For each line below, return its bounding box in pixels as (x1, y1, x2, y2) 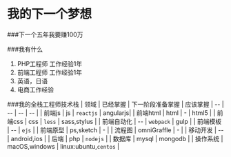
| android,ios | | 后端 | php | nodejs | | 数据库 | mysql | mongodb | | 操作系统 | (7, 134, 223, 143)
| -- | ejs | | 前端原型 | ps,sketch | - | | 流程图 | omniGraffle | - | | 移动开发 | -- (7, 125, 224, 134)
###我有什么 (7, 45, 43, 53)
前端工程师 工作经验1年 (17, 68, 83, 76)
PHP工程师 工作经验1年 (17, 59, 83, 67)
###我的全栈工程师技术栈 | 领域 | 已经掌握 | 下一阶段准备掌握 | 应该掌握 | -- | (7, 100, 224, 108)
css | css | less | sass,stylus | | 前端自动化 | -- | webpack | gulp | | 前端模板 (12, 117, 222, 125)
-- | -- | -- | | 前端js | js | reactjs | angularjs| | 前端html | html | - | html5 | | (7, 108, 216, 117)
